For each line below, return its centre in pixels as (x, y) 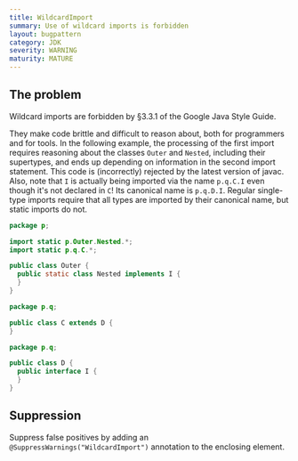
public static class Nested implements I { (99, 274)
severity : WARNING (43, 51)
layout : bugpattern (45, 34)
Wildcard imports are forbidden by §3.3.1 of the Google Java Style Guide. (143, 116)
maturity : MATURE (41, 59)
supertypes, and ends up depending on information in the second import (142, 162)
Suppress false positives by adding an (79, 437)
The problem (45, 95)
